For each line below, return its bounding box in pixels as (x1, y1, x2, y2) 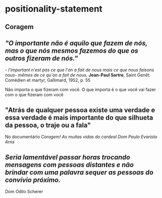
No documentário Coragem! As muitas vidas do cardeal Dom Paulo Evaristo (5, 134, 158, 140)
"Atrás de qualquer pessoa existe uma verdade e (5, 106, 155, 114)
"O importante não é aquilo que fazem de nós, (5, 39, 148, 47)
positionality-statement (5, 3, 103, 15)
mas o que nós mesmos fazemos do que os (5, 46, 139, 55)
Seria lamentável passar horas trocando (5, 153, 130, 161)
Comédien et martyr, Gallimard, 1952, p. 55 (5, 77, 91, 83)
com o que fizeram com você (5, 92, 64, 98)
